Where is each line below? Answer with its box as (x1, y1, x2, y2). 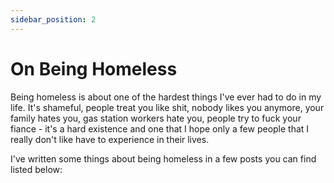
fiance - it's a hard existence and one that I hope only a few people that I (10, 122, 310, 135)
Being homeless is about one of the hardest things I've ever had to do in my (10, 91, 322, 103)
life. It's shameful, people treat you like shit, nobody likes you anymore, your (10, 101, 325, 113)
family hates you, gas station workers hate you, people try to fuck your (10, 112, 302, 124)
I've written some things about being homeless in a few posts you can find (10, 152, 317, 165)
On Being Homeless (10, 57, 178, 80)
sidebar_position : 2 (10, 14, 97, 25)
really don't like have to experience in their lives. (10, 133, 210, 145)
